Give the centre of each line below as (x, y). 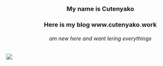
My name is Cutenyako (100, 9)
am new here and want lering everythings (100, 39)
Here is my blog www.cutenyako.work (100, 24)
